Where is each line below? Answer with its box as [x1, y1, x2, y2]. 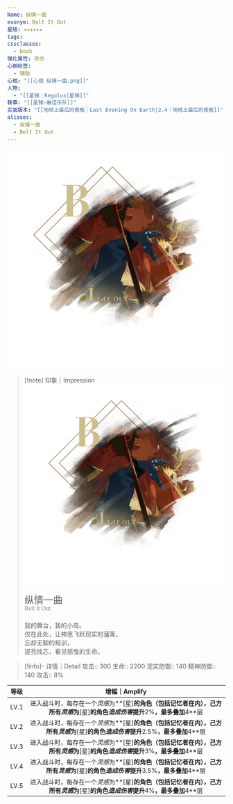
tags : [7, 33, 23, 40]
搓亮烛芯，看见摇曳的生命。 [24, 647, 104, 655]
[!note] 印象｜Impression [24, 376, 95, 384]
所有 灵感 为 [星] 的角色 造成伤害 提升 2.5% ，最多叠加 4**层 [46, 727, 206, 735]
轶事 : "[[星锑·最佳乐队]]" [7, 99, 77, 106]
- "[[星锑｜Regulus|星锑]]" [13, 92, 89, 99]
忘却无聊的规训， [24, 638, 74, 647]
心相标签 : [7, 63, 31, 70]
